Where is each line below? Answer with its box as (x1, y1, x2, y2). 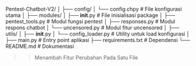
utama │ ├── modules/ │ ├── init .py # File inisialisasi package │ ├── (5, 12, 175, 19)
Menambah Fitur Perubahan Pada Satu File (34, 54, 138, 61)
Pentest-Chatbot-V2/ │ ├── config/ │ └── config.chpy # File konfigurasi (5, 6, 183, 12)
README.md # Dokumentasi (5, 43, 75, 50)
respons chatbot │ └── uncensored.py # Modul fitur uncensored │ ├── (5, 24, 180, 31)
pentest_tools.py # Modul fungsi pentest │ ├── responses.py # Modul (5, 18, 175, 25)
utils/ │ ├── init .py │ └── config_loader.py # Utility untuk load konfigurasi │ (5, 30, 190, 37)
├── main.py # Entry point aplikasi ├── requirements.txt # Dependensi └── (5, 37, 191, 43)
